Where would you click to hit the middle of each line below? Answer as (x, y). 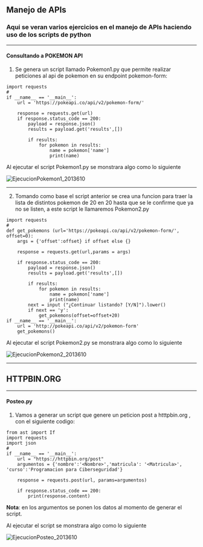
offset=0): (20, 236)
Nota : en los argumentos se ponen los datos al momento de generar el (94, 507)
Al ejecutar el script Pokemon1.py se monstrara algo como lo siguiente (94, 167)
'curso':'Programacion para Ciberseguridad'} (64, 469)
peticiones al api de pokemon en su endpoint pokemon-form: (91, 76)
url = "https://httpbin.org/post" (60, 459)
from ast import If (31, 433)
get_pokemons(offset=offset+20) (79, 315)
